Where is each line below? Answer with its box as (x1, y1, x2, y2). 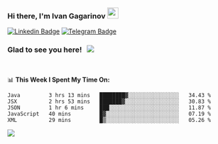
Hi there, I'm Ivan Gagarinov (7, 11, 106, 21)
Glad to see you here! (7, 45, 82, 55)
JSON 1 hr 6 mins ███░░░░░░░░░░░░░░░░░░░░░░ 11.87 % (7, 104, 212, 111)
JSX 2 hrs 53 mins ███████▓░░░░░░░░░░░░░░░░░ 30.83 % (7, 98, 212, 105)
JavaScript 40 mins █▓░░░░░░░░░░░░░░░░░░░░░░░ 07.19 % (7, 110, 212, 117)
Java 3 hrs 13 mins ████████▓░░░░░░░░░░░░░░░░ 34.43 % (7, 92, 212, 99)
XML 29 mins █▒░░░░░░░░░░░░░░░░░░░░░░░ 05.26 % (7, 116, 212, 123)
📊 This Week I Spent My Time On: (7, 75, 110, 84)
